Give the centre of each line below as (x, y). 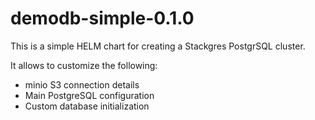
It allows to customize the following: (84, 65)
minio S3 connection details (82, 84)
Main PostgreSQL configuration (89, 95)
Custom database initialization (87, 106)
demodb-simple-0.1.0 (102, 18)
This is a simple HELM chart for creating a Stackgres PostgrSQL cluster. (158, 46)
